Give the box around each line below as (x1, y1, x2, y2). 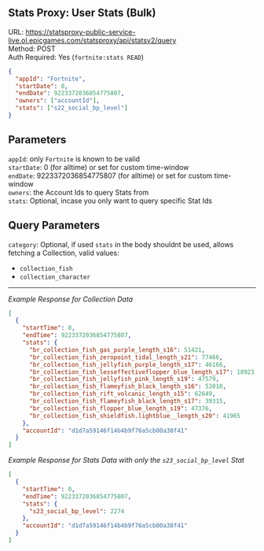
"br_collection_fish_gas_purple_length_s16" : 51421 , (28, 346, 206, 353)
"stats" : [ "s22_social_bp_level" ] (15, 104, 128, 113)
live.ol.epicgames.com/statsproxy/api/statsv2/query (8, 35, 177, 45)
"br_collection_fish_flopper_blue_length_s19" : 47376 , (28, 405, 213, 412)
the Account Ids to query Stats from (32, 187, 149, 197)
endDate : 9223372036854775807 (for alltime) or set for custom (8, 171, 213, 180)
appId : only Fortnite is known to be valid (8, 153, 140, 164)
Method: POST (8, 43, 57, 54)
